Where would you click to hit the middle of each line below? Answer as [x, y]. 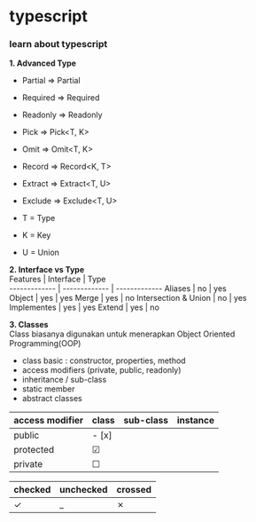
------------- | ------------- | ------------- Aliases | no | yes [118, 289]
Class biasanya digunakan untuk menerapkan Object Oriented [122, 334]
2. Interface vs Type [47, 270]
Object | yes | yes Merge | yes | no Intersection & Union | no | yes [128, 298]
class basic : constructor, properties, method [104, 360]
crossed [134, 490]
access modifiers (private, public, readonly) [101, 370]
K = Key [36, 235]
